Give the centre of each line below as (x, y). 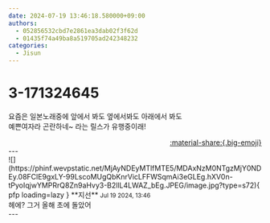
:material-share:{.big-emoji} (216, 142)
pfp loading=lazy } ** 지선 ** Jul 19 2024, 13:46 (80, 195)
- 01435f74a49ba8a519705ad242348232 (77, 38)
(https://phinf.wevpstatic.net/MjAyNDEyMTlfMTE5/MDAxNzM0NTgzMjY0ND (135, 168)
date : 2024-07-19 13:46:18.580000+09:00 (77, 16)
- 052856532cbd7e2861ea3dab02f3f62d (77, 31)
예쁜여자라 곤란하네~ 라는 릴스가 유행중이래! (77, 126)
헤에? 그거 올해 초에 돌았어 (50, 204)
